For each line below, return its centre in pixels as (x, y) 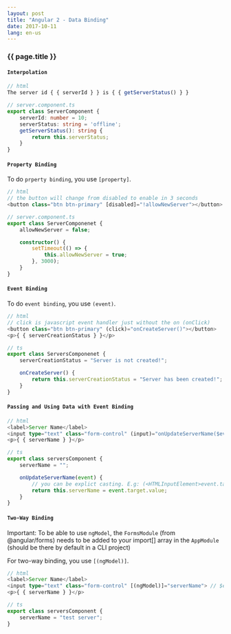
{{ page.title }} (32, 57)
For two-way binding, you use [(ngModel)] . (68, 561)
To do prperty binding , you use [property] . (69, 179)
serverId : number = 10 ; (54, 117)
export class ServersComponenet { (57, 354)
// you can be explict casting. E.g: (86, 484)
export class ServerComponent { (53, 111)
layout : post (26, 13)
